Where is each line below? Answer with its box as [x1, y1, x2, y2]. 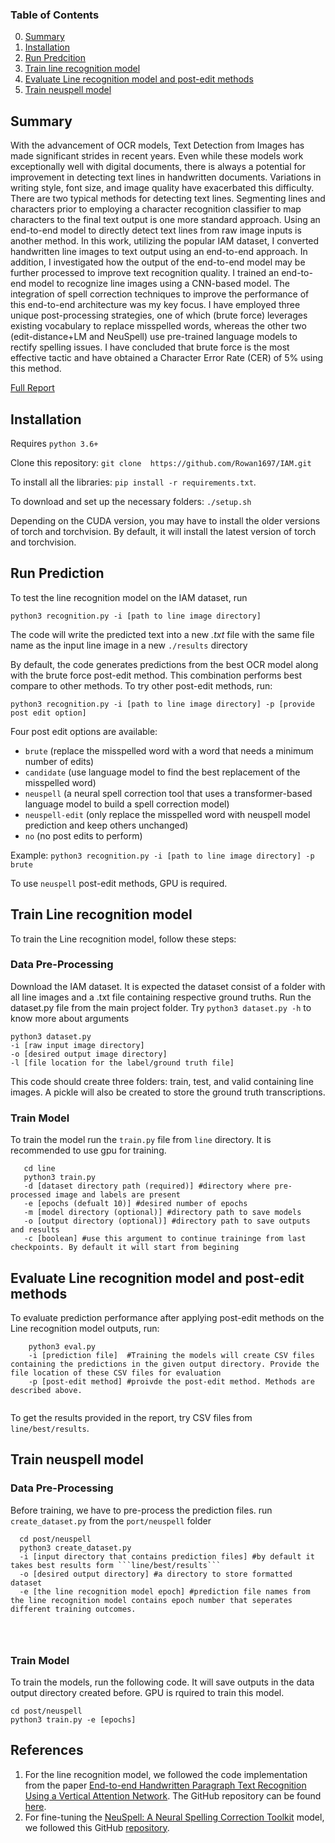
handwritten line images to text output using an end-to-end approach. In [10, 246, 308, 258]
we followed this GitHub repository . [24, 1821, 170, 1833]
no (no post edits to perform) [24, 829, 143, 842]
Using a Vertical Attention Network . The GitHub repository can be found [24, 1789, 322, 1802]
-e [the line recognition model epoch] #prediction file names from [19, 1586, 311, 1597]
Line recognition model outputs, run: [10, 1322, 160, 1334]
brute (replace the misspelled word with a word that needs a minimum [24, 744, 314, 757]
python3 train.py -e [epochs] [10, 1714, 137, 1725]
